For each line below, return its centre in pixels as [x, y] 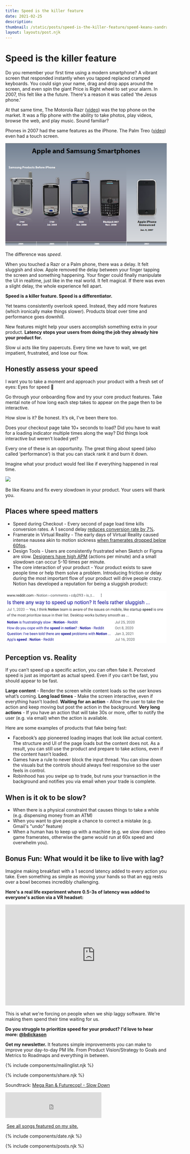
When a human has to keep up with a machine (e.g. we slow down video [89, 832]
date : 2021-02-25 [24, 16]
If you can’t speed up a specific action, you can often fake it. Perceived [80, 670]
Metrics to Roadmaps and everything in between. [57, 1055]
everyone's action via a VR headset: [44, 897]
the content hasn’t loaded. [40, 754]
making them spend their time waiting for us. [52, 1019]
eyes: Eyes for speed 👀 [29, 387]
